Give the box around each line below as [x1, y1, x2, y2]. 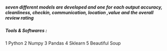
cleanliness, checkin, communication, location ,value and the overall [5, 9, 154, 15]
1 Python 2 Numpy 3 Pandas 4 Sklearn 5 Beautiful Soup [5, 40, 121, 46]
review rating [5, 15, 34, 21]
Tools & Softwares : [5, 27, 47, 33]
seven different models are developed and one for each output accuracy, [5, 4, 163, 10]
